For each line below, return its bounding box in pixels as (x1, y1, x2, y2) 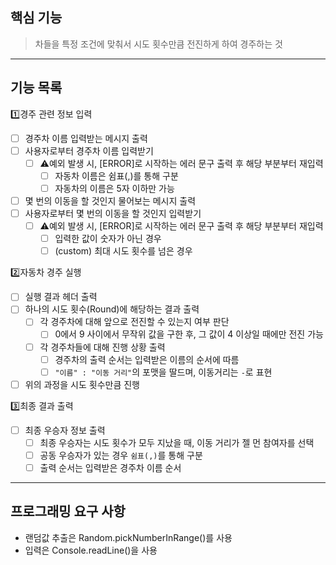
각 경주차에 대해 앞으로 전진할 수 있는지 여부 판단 (39, 316, 230, 328)
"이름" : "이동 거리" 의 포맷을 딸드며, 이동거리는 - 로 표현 (54, 366, 273, 378)
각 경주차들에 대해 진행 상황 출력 (39, 341, 166, 353)
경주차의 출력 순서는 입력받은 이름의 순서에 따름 (54, 353, 240, 365)
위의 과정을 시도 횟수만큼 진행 (24, 378, 140, 390)
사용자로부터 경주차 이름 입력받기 (24, 144, 154, 157)
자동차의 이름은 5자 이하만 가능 (54, 182, 175, 194)
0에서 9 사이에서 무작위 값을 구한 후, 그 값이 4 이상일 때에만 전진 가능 (54, 328, 324, 340)
